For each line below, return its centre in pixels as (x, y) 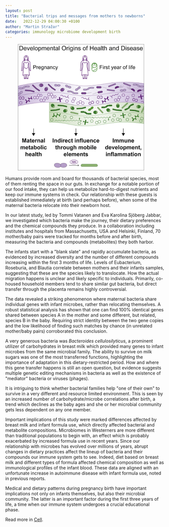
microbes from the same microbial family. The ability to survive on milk (79, 352)
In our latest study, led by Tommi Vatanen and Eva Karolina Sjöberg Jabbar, (83, 215)
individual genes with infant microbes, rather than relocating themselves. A (83, 304)
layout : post (19, 11)
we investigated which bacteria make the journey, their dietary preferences (83, 221)
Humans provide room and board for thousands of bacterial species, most (82, 179)
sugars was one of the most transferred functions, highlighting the (74, 357)
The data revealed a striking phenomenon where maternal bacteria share (81, 299)
